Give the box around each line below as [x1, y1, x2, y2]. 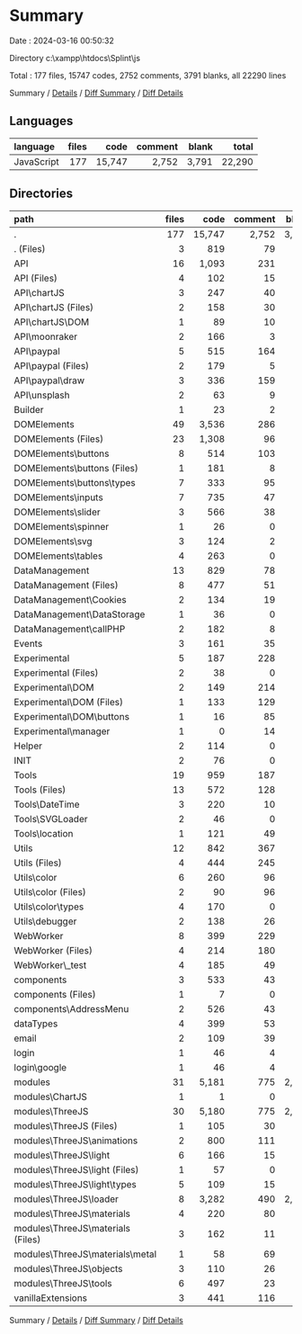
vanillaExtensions [13, 1292, 88, 1304]
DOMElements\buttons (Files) [13, 461, 139, 474]
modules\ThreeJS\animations [13, 1134, 138, 1147]
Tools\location [13, 827, 74, 839]
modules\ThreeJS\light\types [13, 1177, 137, 1190]
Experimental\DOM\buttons [13, 710, 130, 722]
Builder [13, 403, 44, 416]
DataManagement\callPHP [13, 622, 126, 635]
